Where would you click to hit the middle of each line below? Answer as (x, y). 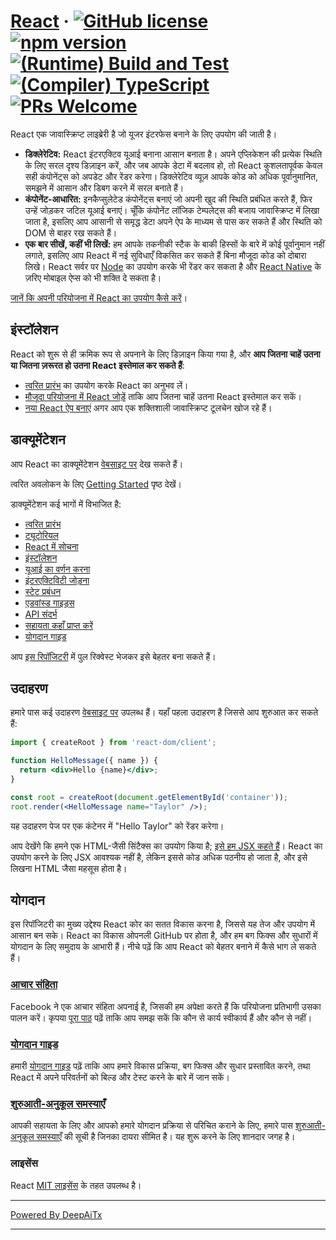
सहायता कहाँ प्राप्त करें (59, 625)
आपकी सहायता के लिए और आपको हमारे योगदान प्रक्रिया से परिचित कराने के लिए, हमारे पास (151, 1126)
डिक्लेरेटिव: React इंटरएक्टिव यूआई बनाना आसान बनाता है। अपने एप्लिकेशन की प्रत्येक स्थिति (173, 154)
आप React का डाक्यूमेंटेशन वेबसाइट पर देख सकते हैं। (97, 464)
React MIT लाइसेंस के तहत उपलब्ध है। (76, 1185)
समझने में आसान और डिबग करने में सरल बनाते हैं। (104, 187)
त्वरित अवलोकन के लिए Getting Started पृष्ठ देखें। (96, 484)
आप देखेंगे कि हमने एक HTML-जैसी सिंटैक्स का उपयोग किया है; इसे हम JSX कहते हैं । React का (166, 846)
